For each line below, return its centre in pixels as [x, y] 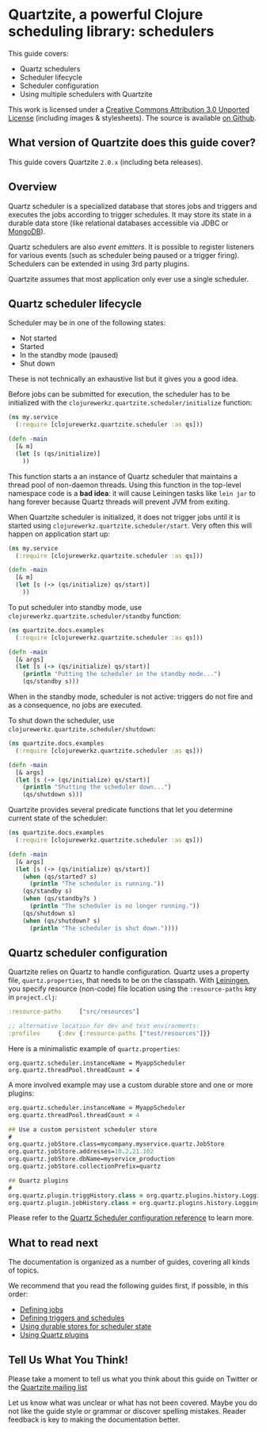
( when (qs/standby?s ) [60, 899]
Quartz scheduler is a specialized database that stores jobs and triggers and [133, 206]
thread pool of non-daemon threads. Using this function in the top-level [125, 485]
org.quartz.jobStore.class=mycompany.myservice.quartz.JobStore [116, 1144]
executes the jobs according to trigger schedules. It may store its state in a [130, 214]
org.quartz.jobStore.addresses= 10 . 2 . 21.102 [81, 1152]
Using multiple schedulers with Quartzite [86, 94]
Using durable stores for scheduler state [85, 1326]
